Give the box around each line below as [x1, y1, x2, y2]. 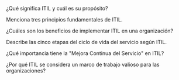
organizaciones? [6, 67, 46, 74]
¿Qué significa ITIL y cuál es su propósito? [6, 5, 108, 12]
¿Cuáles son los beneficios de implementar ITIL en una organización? [6, 27, 174, 34]
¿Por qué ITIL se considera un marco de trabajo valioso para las [6, 61, 160, 68]
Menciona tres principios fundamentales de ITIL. [6, 16, 123, 23]
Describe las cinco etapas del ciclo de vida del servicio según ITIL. [6, 39, 167, 45]
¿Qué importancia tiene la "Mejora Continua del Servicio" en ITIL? [6, 50, 164, 57]
